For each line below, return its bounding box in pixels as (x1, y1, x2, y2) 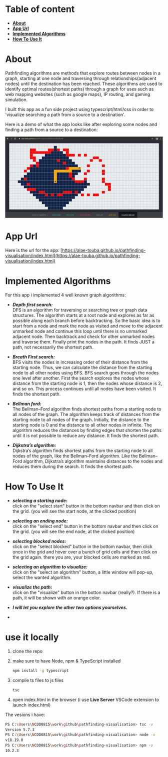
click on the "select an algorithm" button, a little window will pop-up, (12, 569, 153, 575)
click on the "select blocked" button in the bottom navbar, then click (12, 543, 152, 549)
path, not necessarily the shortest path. (12, 344, 94, 350)
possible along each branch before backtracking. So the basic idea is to (12, 317, 161, 323)
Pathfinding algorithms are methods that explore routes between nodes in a (5, 70, 161, 76)
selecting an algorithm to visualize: (12, 564, 88, 570)
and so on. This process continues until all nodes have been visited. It (12, 386, 156, 392)
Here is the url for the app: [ (5, 247, 62, 253)
